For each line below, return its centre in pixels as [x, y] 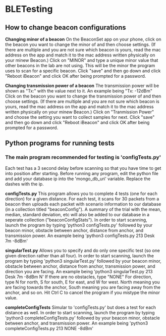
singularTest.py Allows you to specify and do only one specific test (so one [83, 250]
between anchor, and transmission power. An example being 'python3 [77, 323]
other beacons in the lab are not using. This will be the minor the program [80, 66]
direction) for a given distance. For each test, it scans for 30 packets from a [82, 198]
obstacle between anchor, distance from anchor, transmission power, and [80, 266]
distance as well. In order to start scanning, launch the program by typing [80, 312]
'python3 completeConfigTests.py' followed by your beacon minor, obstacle [83, 318]
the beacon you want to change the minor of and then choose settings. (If [81, 45]
